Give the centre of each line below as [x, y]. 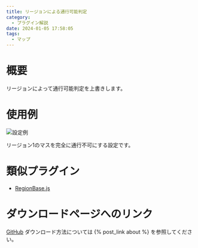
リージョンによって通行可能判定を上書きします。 [66, 88]
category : [19, 17]
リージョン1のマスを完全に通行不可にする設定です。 [70, 145]
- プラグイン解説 [30, 23]
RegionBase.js [32, 188]
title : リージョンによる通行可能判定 [47, 12]
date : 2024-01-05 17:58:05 [40, 28]
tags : [13, 34]
